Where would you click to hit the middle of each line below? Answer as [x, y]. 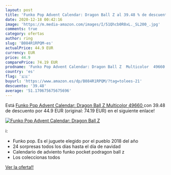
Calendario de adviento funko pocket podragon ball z [68, 152]
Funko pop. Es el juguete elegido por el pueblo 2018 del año [75, 141]
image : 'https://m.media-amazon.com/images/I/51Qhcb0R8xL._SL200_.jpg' [83, 24]
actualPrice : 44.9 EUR [29, 48]
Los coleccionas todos [36, 157]
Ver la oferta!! [20, 167]
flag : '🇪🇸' [18, 77]
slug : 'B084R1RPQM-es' [29, 43]
